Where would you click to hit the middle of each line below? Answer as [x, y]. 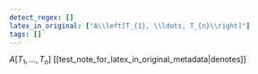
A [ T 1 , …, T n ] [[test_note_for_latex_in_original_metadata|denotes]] [128, 61]
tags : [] [26, 34]
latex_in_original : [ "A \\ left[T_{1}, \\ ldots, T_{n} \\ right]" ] [130, 26]
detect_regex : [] [42, 17]
